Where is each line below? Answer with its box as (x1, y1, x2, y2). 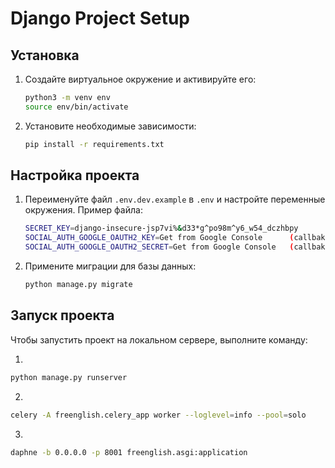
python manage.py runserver (10, 372, 128, 382)
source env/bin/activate (24, 102, 129, 112)
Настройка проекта (10, 167, 140, 184)
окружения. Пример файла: (24, 204, 143, 216)
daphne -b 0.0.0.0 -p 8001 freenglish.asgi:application (10, 447, 248, 457)
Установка (10, 47, 80, 64)
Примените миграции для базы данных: (24, 260, 197, 272)
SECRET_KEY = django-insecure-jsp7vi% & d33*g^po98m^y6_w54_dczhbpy (24, 223, 299, 234)
